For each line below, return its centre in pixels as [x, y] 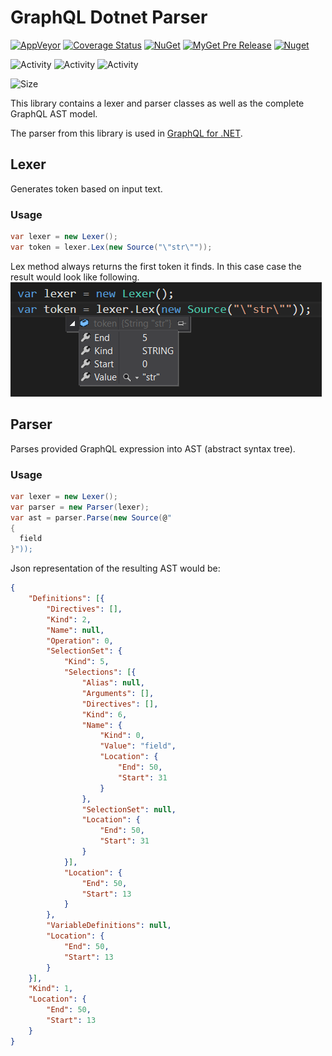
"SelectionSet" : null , [129, 809]
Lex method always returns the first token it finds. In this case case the [156, 266]
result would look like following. [75, 277]
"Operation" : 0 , [80, 641]
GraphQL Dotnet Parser [109, 17]
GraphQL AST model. [54, 113]
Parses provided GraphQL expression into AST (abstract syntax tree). [153, 448]
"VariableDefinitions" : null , [109, 926]
